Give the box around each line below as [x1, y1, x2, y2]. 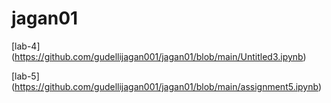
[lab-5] [11, 70, 40, 82]
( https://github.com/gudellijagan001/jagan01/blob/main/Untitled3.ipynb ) [11, 50, 307, 62]
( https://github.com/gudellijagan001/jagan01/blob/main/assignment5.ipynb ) [11, 80, 323, 92]
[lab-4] [11, 40, 41, 52]
